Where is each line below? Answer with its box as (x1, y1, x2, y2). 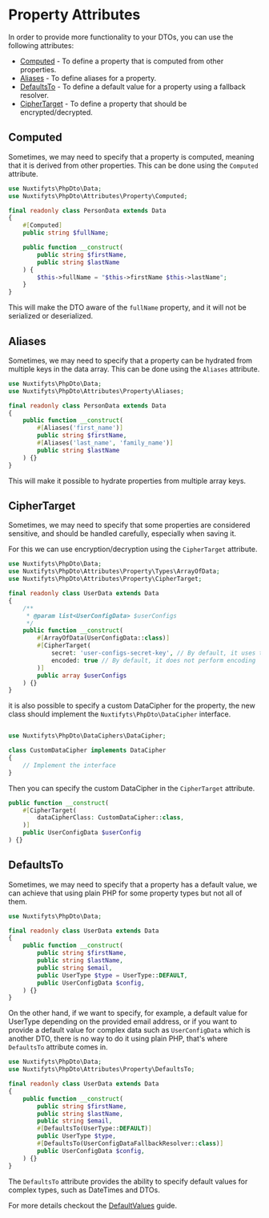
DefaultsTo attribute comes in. (8, 1042, 108, 1052)
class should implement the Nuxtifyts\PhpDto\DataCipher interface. (8, 709, 231, 719)
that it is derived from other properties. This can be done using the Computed (8, 160, 259, 170)
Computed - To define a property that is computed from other (19, 56, 224, 66)
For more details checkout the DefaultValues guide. (8, 1200, 178, 1210)
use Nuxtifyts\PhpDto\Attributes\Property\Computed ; (8, 192, 188, 200)
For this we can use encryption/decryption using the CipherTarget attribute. (8, 544, 258, 554)
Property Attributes (8, 6, 141, 24)
